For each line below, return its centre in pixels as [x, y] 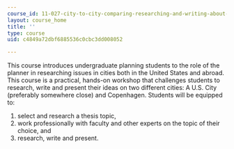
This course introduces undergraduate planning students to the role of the [114, 65]
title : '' [22, 26]
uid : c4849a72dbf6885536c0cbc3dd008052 [65, 40]
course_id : [23, 14]
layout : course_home [37, 20]
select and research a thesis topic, [67, 116]
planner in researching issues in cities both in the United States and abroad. [116, 73]
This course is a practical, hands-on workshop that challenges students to [114, 80]
